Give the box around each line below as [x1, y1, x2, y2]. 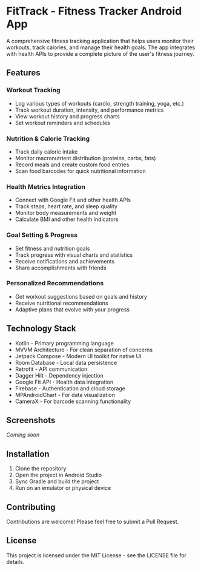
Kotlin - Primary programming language [15, 339, 114, 347]
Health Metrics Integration [6, 182, 86, 191]
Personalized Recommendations [6, 279, 104, 288]
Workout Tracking [6, 86, 61, 95]
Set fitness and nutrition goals [15, 245, 90, 252]
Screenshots [6, 415, 56, 426]
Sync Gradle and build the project [15, 478, 99, 485]
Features [6, 68, 41, 78]
